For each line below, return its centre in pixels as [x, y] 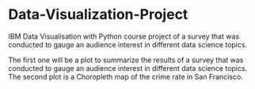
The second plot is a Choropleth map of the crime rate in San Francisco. [126, 76]
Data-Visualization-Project [98, 15]
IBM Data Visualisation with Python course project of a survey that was [124, 36]
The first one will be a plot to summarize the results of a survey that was [126, 60]
